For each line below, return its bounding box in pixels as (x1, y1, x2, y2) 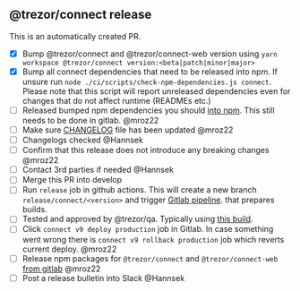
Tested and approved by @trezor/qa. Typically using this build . (21, 214, 253, 225)
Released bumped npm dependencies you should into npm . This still (21, 105, 275, 116)
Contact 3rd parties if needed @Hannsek (21, 165, 175, 175)
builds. (21, 204, 47, 215)
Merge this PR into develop (21, 175, 123, 185)
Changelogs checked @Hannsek (21, 134, 143, 146)
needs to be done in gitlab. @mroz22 (21, 116, 159, 125)
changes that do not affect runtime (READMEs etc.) (21, 95, 212, 106)
